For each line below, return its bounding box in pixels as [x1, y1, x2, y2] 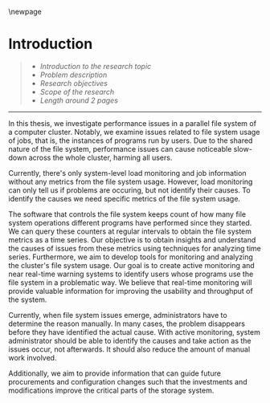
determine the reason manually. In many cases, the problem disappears [8, 319, 245, 328]
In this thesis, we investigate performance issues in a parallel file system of [8, 118, 257, 128]
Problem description [39, 70, 108, 79]
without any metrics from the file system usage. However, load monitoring [8, 177, 253, 186]
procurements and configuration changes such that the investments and [8, 377, 247, 386]
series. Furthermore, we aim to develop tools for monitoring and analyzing [8, 252, 253, 262]
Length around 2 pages [39, 96, 119, 105]
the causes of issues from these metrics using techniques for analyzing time [8, 243, 261, 253]
